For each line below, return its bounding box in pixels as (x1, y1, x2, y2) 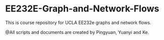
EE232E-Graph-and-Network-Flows (5, 3, 159, 14)
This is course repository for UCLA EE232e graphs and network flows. (5, 19, 151, 25)
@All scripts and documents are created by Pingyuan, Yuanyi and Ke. (5, 29, 149, 35)
